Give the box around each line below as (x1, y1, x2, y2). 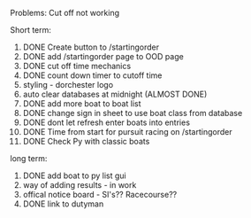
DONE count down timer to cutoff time (22, 70, 163, 81)
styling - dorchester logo (22, 80, 114, 90)
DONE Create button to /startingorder (22, 42, 160, 52)
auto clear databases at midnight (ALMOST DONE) (22, 89, 208, 99)
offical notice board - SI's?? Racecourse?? (22, 190, 178, 199)
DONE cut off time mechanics (22, 61, 132, 71)
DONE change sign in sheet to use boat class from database (22, 108, 243, 118)
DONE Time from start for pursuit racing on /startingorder (22, 127, 232, 136)
